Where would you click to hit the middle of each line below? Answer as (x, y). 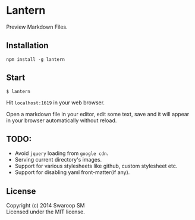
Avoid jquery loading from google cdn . (62, 153)
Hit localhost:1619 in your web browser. (56, 103)
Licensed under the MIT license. (45, 212)
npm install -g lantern (36, 59)
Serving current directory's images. (58, 160)
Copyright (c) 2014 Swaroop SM (45, 206)
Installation (27, 46)
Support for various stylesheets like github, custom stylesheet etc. (96, 166)
